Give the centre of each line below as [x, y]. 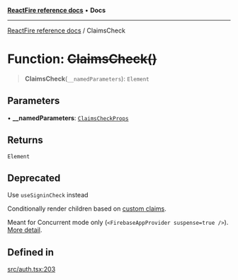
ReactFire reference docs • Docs [57, 10]
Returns [25, 140]
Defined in [31, 252]
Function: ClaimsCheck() [82, 59]
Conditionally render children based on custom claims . [87, 209]
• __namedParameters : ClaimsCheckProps [68, 118]
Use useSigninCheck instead [48, 195]
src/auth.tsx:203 [32, 269]
